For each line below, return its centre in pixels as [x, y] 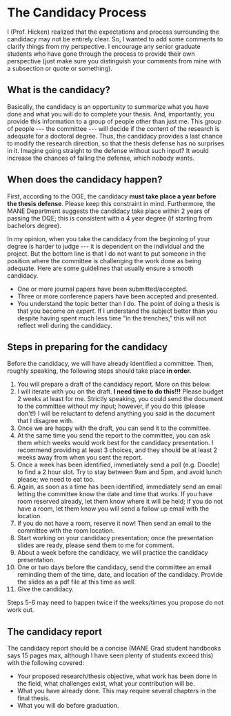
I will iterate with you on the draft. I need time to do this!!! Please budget [120, 391]
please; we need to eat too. [56, 480]
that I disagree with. [45, 421]
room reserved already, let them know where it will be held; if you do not [120, 502]
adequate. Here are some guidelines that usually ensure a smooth [101, 268]
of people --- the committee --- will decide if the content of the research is [113, 128]
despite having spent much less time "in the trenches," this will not [112, 318]
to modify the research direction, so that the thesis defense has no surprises [116, 143]
